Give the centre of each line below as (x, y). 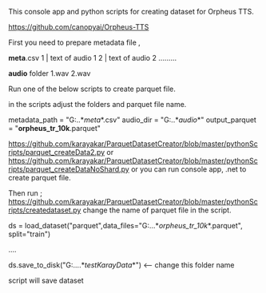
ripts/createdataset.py (45, 210)
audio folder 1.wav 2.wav (50, 73)
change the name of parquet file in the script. (157, 210)
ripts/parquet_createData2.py (57, 152)
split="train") (30, 234)
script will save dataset (46, 280)
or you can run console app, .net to (189, 169)
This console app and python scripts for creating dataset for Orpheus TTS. (131, 12)
